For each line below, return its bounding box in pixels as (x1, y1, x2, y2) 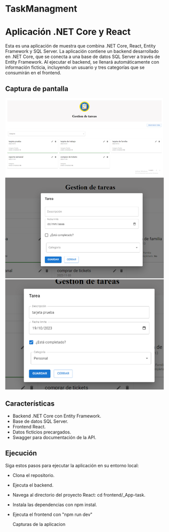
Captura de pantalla (5, 84, 69, 93)
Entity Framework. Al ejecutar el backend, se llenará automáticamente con (5, 59, 159, 65)
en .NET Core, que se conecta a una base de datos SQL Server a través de (5, 54, 160, 60)
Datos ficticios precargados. (12, 429, 71, 435)
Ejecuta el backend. (12, 482, 54, 488)
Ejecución (5, 449, 37, 458)
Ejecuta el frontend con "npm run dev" (12, 511, 93, 517)
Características (5, 400, 55, 408)
